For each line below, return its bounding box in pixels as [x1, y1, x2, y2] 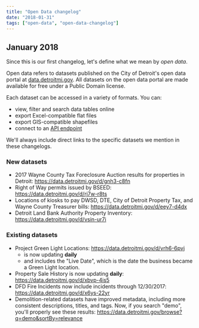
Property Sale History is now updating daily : [14, 270, 124, 277]
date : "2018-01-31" [6, 14, 55, 20]
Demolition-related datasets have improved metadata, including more [14, 295, 186, 303]
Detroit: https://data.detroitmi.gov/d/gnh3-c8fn [14, 177, 130, 185]
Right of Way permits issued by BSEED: [14, 184, 112, 191]
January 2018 [6, 42, 59, 52]
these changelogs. [6, 143, 52, 150]
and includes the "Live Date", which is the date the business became [23, 257, 193, 264]
